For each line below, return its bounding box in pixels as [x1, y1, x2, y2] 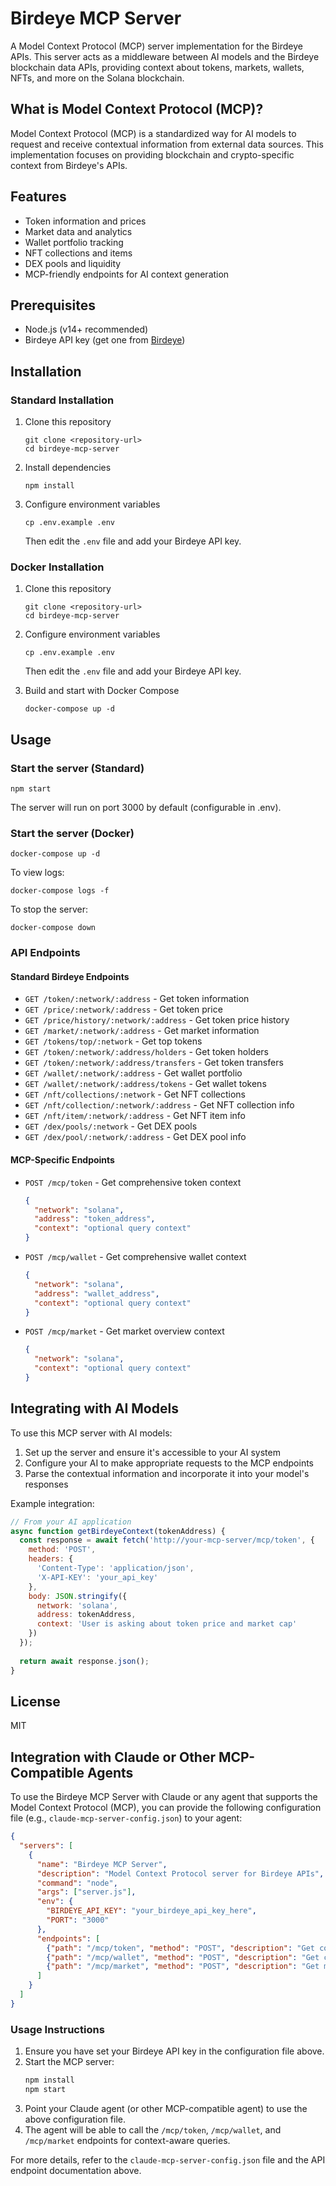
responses [24, 1478, 69, 1490]
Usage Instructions [10, 2022, 105, 2036]
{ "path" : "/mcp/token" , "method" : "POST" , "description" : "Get [46, 1943, 315, 1953]
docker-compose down [10, 923, 97, 933]
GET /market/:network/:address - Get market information [24, 1025, 260, 1037]
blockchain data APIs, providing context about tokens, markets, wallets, [10, 61, 305, 73]
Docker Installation [10, 560, 105, 574]
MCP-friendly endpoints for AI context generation [24, 268, 230, 280]
